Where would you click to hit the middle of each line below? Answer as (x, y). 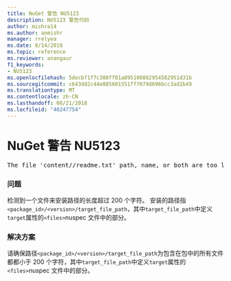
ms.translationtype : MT (41, 90)
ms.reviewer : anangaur (40, 59)
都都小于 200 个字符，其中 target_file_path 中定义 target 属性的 (97, 262)
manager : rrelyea (32, 39)
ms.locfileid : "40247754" (44, 110)
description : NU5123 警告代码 (48, 20)
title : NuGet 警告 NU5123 (43, 13)
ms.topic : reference (37, 52)
